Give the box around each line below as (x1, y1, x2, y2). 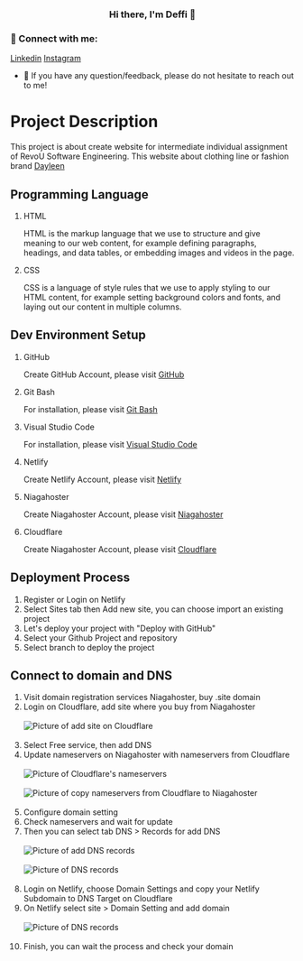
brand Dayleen (10, 161, 66, 171)
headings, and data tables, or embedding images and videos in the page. (23, 247, 295, 258)
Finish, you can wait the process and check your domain (23, 941, 234, 952)
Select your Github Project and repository (23, 632, 179, 643)
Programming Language (10, 187, 150, 202)
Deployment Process (10, 570, 131, 586)
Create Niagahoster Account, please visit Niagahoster (23, 509, 224, 520)
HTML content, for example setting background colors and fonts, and (23, 291, 281, 302)
